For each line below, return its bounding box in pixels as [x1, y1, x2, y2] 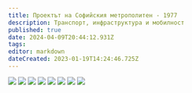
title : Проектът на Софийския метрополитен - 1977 [8, 11, 178, 20]
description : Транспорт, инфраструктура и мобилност [8, 19, 185, 27]
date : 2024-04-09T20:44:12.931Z [8, 33, 114, 41]
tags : [8, 41, 26, 48]
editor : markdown [8, 48, 65, 55]
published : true [8, 26, 61, 34]
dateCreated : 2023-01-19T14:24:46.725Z [8, 55, 139, 63]
